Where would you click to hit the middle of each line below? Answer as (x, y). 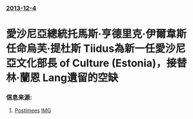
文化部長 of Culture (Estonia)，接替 (102, 63)
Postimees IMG (33, 111)
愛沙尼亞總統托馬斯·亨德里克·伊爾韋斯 (96, 34)
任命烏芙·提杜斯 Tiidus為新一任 (81, 49)
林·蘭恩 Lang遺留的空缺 (62, 78)
